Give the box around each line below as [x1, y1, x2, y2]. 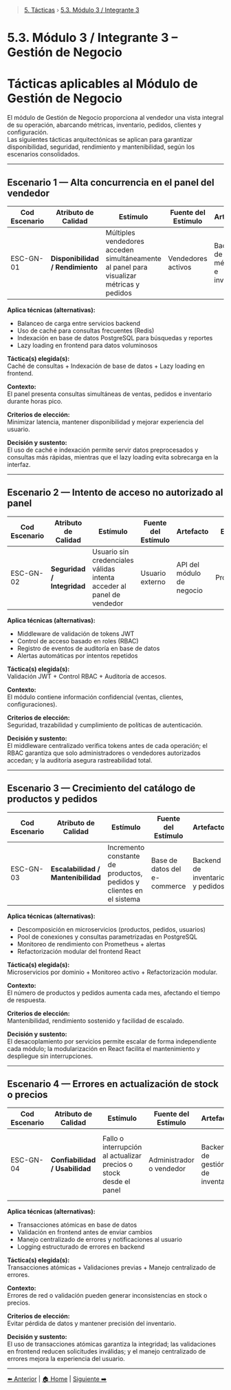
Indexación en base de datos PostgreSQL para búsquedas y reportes [16, 333, 213, 342]
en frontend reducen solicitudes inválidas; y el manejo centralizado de [7, 1347, 206, 1356]
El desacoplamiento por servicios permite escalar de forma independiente [7, 1037, 217, 1046]
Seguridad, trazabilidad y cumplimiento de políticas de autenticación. [7, 720, 203, 729]
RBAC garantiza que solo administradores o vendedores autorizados [7, 749, 201, 757]
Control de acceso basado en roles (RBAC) [16, 636, 139, 645]
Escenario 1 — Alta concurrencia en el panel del [7, 176, 214, 188]
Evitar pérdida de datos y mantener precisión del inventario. [7, 1319, 177, 1328]
